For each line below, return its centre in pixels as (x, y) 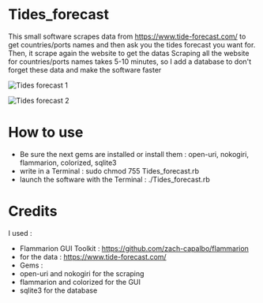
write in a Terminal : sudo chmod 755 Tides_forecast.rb (109, 170)
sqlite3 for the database (58, 290)
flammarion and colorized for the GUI (80, 282)
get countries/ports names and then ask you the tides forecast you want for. (132, 44)
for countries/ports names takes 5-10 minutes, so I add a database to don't (130, 62)
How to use (46, 133)
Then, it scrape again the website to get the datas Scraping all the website (129, 53)
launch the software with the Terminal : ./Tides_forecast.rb (115, 179)
